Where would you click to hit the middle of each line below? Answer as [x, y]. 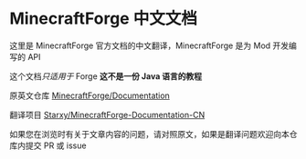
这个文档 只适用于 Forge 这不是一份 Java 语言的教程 [106, 76]
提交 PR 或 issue [56, 145]
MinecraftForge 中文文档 [104, 19]
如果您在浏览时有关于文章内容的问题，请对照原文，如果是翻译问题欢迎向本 [149, 134]
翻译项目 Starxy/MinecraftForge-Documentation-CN [107, 114]
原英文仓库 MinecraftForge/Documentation [90, 95]
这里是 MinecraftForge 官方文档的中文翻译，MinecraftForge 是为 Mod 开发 [149, 45]
